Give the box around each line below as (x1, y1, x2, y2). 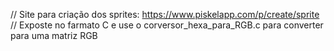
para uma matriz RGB (10, 30, 98, 41)
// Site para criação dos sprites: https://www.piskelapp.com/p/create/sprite (10, 9, 320, 20)
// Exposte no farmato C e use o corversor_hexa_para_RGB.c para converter (10, 19, 324, 31)
